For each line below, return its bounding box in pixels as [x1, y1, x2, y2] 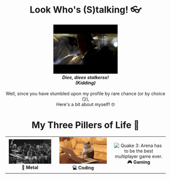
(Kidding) [75, 80, 96, 86]
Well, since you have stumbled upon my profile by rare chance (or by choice [6, 90, 165, 96]
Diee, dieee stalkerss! [62, 74, 109, 80]
